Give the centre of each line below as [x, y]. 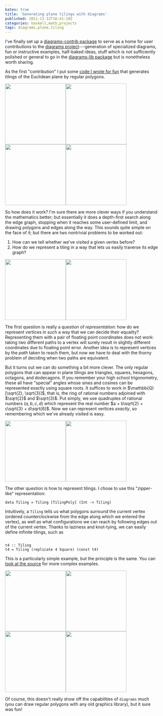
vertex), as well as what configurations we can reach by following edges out [81, 522]
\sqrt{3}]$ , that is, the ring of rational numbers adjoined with [85, 393]
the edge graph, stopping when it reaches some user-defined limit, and [76, 222]
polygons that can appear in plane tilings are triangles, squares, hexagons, [80, 373]
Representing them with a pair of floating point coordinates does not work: [79, 337]
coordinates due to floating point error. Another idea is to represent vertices [81, 348]
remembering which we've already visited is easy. [55, 414]
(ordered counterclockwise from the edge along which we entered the [75, 517]
